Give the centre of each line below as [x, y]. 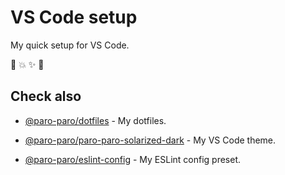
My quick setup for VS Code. [70, 45]
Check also [46, 96]
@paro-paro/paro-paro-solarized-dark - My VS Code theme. [150, 140]
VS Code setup [74, 17]
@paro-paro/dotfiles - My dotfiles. [95, 120]
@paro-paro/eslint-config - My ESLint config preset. [133, 159]
